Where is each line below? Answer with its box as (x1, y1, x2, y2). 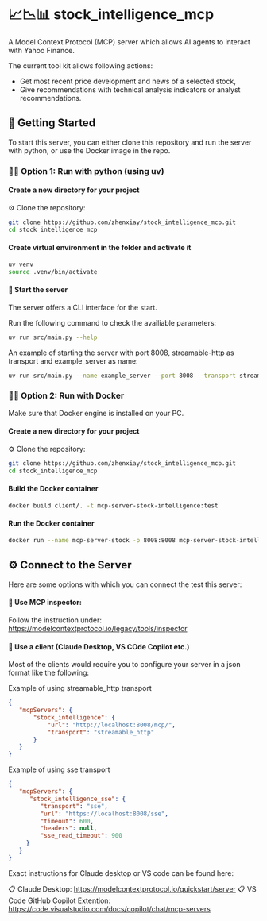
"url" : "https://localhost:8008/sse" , (40, 810, 169, 818)
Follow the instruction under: (8, 615, 102, 625)
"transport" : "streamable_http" (47, 728, 155, 736)
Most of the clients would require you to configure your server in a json (8, 660, 241, 669)
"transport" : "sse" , (40, 802, 109, 810)
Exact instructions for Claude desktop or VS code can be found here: (8, 868, 234, 877)
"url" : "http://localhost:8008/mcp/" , (47, 721, 176, 729)
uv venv (8, 260, 34, 268)
